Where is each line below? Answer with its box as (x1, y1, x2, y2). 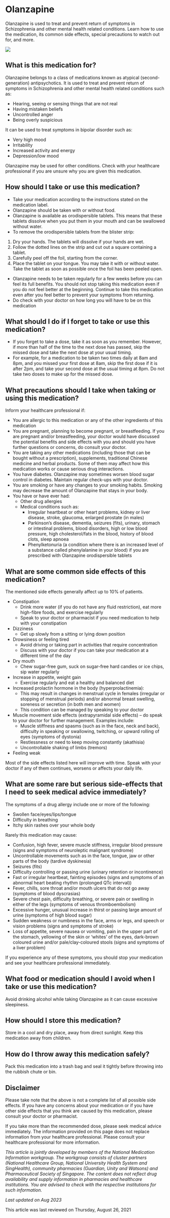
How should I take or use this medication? (5, 183, 141, 191)
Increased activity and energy (12, 147, 75, 153)
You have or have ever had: (12, 493, 70, 499)
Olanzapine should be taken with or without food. (12, 207, 116, 213)
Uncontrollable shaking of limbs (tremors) (20, 745, 108, 750)
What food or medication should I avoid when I (5, 975, 155, 983)
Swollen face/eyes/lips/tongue (12, 811, 77, 817)
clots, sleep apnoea (27, 536, 69, 543)
